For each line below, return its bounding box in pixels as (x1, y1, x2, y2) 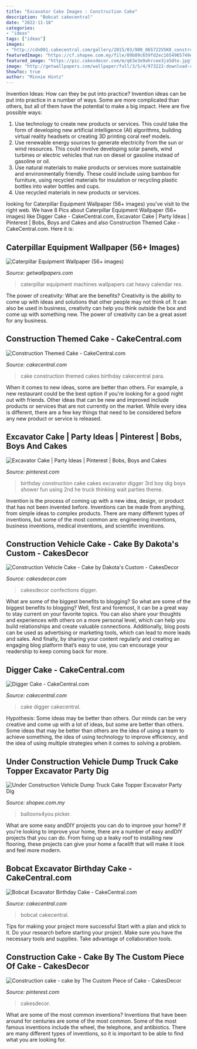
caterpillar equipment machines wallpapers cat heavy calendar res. (20, 280, 183, 288)
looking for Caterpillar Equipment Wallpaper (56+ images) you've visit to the (6, 200, 189, 207)
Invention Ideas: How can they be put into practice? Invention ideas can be (6, 90, 186, 97)
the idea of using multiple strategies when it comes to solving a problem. (6, 739, 182, 747)
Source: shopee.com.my (6, 799, 66, 806)
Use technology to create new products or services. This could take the (14, 120, 188, 127)
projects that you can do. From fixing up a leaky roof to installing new (6, 835, 174, 841)
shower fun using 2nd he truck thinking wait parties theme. (20, 486, 163, 493)
